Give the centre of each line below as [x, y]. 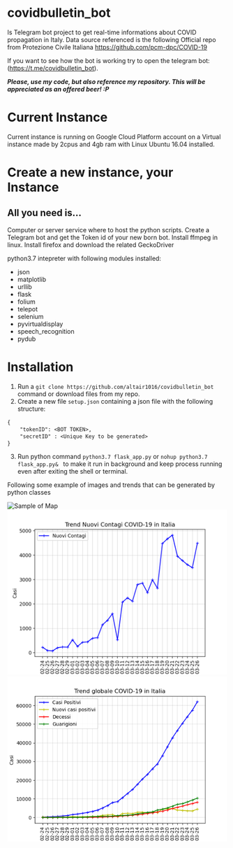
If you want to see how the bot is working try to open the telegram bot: [109, 60]
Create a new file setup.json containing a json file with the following [115, 401]
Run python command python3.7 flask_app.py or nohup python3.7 [112, 456]
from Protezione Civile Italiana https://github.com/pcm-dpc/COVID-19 [107, 47]
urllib [25, 287]
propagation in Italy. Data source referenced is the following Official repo [112, 39]
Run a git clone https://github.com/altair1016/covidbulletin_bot [115, 386]
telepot [28, 309]
